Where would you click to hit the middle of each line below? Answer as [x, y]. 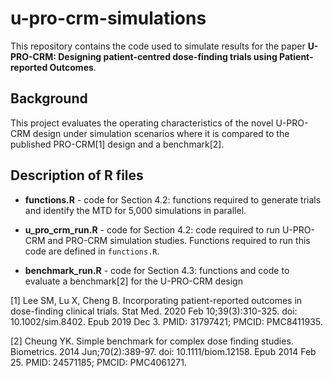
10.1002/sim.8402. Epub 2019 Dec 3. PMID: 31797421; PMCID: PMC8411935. [166, 321]
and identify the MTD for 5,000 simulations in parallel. [135, 210]
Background [49, 98]
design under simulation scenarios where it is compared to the [161, 133]
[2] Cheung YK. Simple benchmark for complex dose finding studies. [152, 341]
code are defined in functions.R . [92, 251]
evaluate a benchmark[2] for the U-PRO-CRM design [133, 281]
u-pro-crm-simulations [108, 18]
